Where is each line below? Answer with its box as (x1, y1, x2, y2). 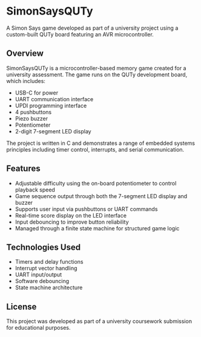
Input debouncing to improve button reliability (15, 218, 129, 225)
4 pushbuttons (15, 108, 52, 116)
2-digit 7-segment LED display (15, 127, 92, 135)
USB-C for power (15, 89, 59, 96)
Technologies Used (6, 242, 81, 252)
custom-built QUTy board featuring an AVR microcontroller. (6, 30, 154, 38)
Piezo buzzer (15, 115, 48, 122)
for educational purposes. (6, 324, 71, 332)
